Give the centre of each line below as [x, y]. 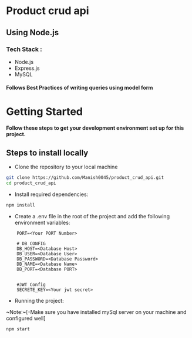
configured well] [26, 318]
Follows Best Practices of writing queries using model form [80, 88]
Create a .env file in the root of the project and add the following [92, 216]
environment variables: [42, 222]
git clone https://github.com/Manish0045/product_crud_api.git [85, 178]
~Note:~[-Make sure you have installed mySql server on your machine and [96, 312]
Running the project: [39, 300]
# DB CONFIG [31, 244]
